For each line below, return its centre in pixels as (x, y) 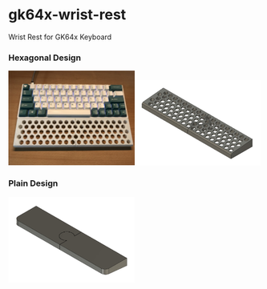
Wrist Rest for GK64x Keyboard (60, 37)
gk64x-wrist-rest (67, 15)
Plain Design (33, 183)
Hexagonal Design (45, 58)
